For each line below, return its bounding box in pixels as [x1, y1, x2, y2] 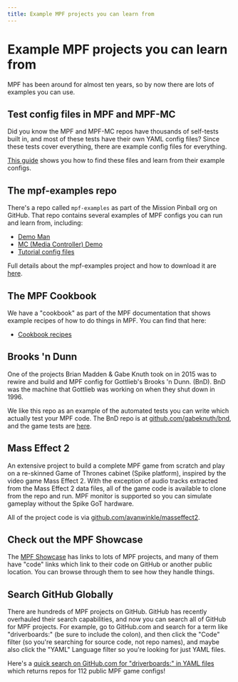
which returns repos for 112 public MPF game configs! [7, 667, 166, 676]
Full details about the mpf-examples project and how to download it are [7, 261, 217, 270]
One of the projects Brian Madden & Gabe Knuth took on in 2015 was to [7, 369, 217, 378]
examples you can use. [7, 87, 76, 96]
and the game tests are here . [7, 421, 92, 430]
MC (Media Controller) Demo [17, 240, 103, 249]
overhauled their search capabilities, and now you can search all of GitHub [7, 615, 227, 623]
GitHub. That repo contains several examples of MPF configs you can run [7, 211, 223, 220]
